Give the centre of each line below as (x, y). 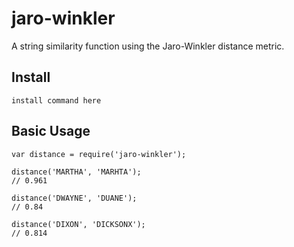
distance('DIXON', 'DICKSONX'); (78, 224)
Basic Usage (51, 131)
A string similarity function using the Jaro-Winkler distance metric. (148, 46)
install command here (56, 100)
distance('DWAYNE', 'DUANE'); (74, 198)
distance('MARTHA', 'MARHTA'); (76, 172)
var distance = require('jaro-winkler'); (99, 154)
